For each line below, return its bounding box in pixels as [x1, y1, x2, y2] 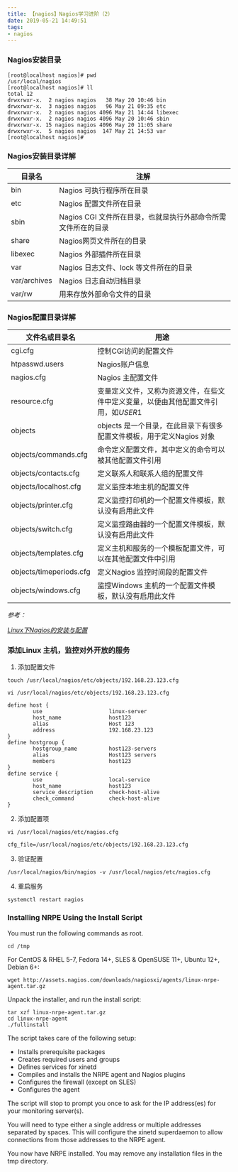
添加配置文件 [17, 663, 55, 671]
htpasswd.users [11, 359, 64, 369]
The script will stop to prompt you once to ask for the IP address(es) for [7, 1099, 216, 1107]
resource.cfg [11, 396, 54, 406]
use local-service [33, 776, 151, 783]
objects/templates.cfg [11, 548, 84, 558]
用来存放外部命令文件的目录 [59, 289, 152, 299]
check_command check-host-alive [33, 795, 160, 803]
